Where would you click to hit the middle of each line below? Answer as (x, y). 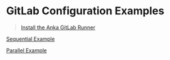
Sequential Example (30, 39)
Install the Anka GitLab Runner (58, 27)
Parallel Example (27, 50)
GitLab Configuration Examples (85, 11)
